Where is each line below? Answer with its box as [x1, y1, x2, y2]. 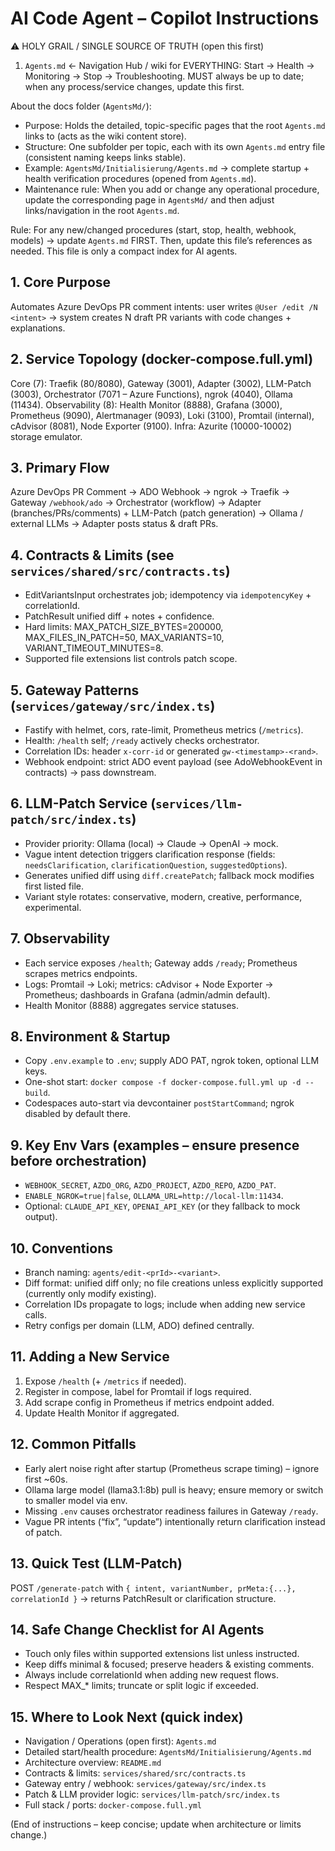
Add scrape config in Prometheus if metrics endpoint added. [24, 1396, 275, 1408]
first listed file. [24, 880, 84, 892]
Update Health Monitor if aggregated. [24, 1407, 180, 1419]
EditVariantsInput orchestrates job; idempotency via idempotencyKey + [24, 589, 312, 601]
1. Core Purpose [10, 274, 112, 291]
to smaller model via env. [24, 1494, 128, 1506]
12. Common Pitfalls [10, 1436, 137, 1453]
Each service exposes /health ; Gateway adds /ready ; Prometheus [24, 957, 298, 969]
